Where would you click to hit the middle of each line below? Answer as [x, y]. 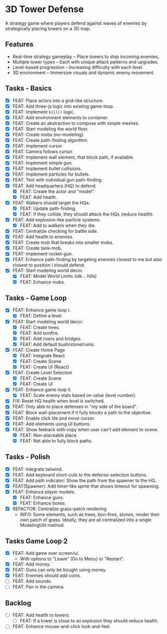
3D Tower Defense [45, 9]
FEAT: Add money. [32, 564]
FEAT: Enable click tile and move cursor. [54, 418]
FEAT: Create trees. [40, 327]
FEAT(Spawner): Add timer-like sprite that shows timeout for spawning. [86, 486]
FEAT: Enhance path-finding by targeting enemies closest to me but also [87, 260]
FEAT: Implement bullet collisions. [47, 169]
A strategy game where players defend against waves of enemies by [76, 23]
